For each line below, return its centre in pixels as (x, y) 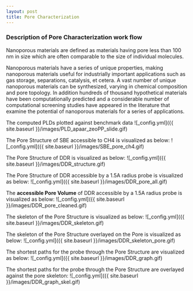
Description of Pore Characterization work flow (74, 37)
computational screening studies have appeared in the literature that (88, 105)
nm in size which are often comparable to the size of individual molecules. (95, 56)
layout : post (22, 11)
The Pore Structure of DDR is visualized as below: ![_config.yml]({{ (86, 158)
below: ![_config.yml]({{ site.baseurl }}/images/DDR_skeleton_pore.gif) (91, 240)
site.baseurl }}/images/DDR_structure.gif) (56, 164)
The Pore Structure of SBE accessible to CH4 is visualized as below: (88, 140)
